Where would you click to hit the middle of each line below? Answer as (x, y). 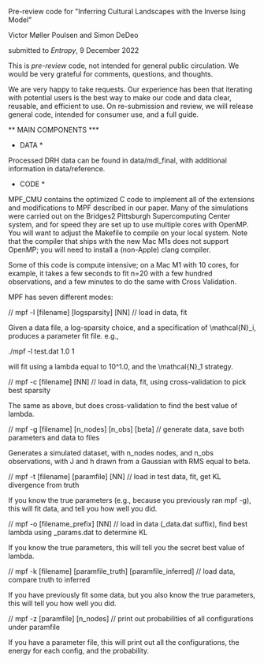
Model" (20, 20)
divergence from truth (44, 485)
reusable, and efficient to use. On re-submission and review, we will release (131, 106)
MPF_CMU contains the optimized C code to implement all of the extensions (131, 199)
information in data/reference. (57, 169)
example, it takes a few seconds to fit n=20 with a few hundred (110, 273)
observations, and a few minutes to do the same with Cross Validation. (123, 282)
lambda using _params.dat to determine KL (78, 532)
